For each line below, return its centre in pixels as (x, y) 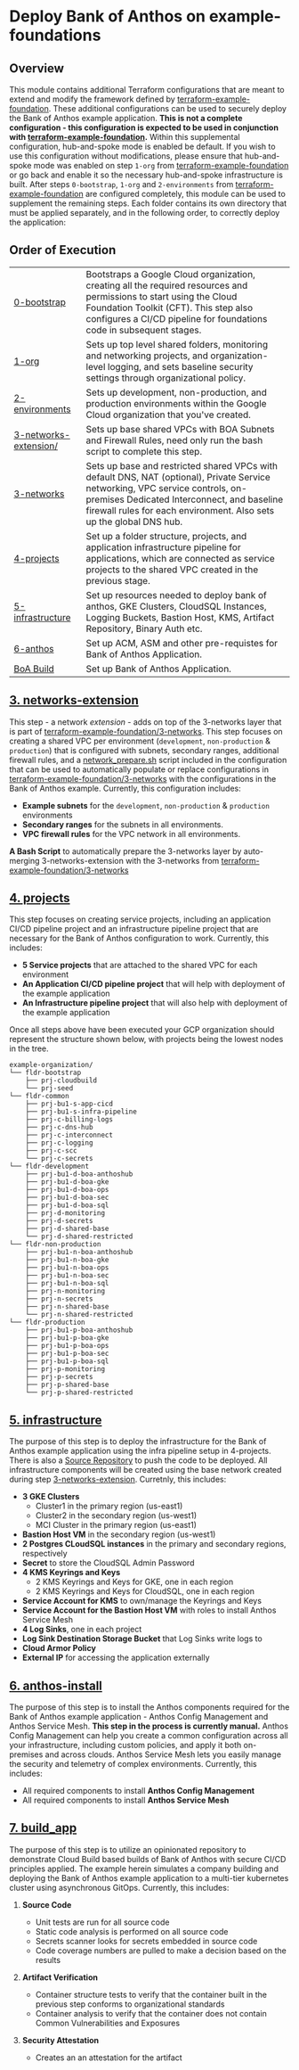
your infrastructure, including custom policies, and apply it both (125, 1746)
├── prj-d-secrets (59, 1221)
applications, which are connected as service (180, 558)
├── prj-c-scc (51, 1151)
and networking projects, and (147, 356)
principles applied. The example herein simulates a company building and (144, 1869)
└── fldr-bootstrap (45, 1073)
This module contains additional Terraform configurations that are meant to (147, 90)
